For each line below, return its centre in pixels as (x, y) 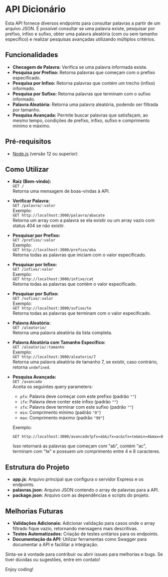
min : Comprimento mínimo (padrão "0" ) (60, 412)
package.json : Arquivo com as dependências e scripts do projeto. (81, 495)
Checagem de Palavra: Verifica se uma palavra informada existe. (80, 67)
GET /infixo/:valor (33, 270)
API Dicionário (36, 9)
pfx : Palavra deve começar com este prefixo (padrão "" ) (78, 396)
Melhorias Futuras (34, 511)
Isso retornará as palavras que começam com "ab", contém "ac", (79, 446)
